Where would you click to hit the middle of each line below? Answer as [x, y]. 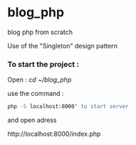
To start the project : [43, 64]
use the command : [36, 94]
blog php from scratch [40, 32]
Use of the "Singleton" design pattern [63, 45]
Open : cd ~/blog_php [40, 80]
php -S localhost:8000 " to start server [68, 107]
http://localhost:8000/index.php [54, 134]
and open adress [32, 120]
